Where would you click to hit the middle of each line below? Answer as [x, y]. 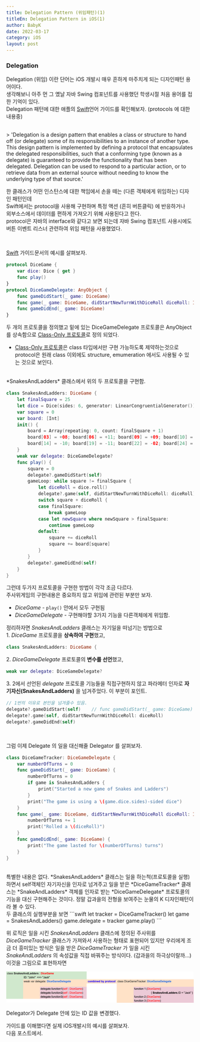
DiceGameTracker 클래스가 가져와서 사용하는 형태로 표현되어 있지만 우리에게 [96, 940]
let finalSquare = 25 [43, 400]
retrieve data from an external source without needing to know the [87, 173]
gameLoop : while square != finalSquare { [80, 481]
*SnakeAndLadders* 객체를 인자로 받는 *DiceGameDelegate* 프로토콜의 [103, 891]
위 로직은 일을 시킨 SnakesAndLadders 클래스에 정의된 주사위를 [81, 933]
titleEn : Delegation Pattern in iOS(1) [56, 19]
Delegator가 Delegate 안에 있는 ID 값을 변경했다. [63, 1013]
